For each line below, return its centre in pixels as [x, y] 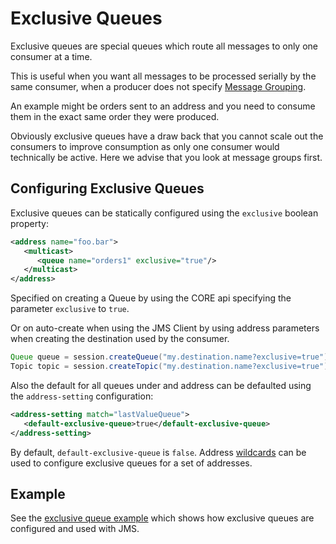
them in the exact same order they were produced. [115, 116]
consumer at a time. [51, 56]
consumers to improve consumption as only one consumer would [145, 146]
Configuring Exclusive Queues [107, 188]
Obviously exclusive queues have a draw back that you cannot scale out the [167, 136]
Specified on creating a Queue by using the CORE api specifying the [151, 298]
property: [29, 223]
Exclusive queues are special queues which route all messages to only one [164, 46]
